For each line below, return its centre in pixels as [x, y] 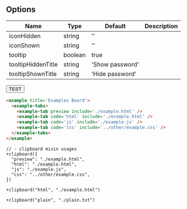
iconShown [24, 45]
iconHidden [25, 36]
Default [115, 26]
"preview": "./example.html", [48, 159]
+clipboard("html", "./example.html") [53, 190]
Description [161, 26]
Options [21, 10]
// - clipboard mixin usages [41, 149]
